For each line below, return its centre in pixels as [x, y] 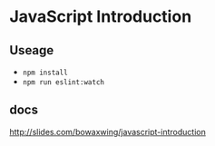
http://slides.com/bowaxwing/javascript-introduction [107, 131]
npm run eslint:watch [63, 83]
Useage [32, 50]
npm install [45, 73]
